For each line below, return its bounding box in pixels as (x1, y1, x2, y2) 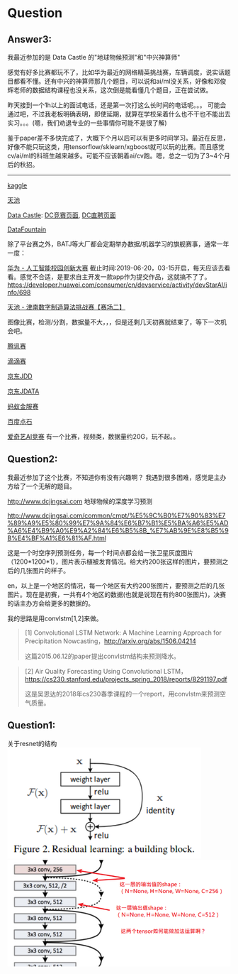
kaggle (7, 181, 28, 190)
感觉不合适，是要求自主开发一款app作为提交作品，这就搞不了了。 (19, 273, 211, 281)
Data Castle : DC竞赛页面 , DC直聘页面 (7, 211, 116, 219)
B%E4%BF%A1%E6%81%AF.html (7, 534, 106, 542)
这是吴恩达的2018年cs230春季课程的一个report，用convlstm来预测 (24, 689, 220, 698)
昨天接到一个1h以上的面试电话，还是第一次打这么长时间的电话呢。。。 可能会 (7, 101, 227, 109)
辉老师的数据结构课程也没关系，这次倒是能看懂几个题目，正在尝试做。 (7, 86, 212, 94)
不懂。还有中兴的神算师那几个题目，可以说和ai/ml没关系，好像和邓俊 (25, 77, 227, 85)
